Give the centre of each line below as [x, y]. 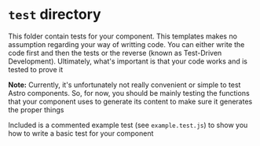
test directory [55, 15]
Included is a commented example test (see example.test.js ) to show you [128, 125]
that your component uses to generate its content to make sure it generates [130, 101]
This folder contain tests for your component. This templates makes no [123, 36]
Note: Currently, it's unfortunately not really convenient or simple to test [125, 85]
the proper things [36, 109]
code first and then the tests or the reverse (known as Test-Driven [115, 53]
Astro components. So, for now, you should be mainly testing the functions [129, 93]
